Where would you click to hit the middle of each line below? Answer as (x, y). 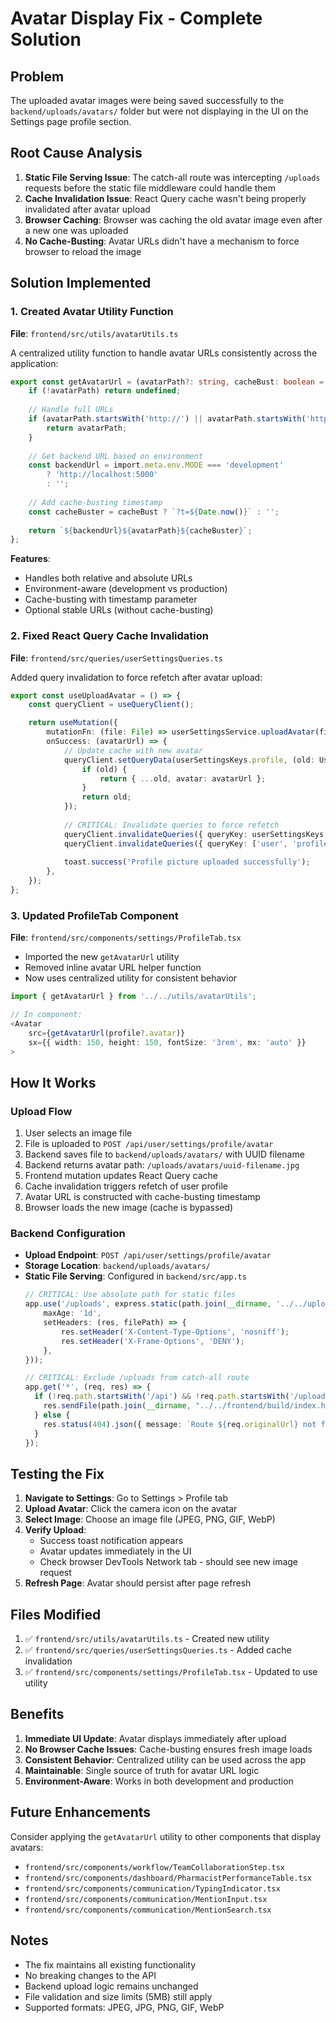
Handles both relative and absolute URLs (108, 578)
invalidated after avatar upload (87, 209)
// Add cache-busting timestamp (95, 502)
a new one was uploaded (76, 230)
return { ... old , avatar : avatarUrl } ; (183, 778)
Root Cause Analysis (76, 153)
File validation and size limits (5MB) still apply (118, 1996)
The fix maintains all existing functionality (110, 1964)
